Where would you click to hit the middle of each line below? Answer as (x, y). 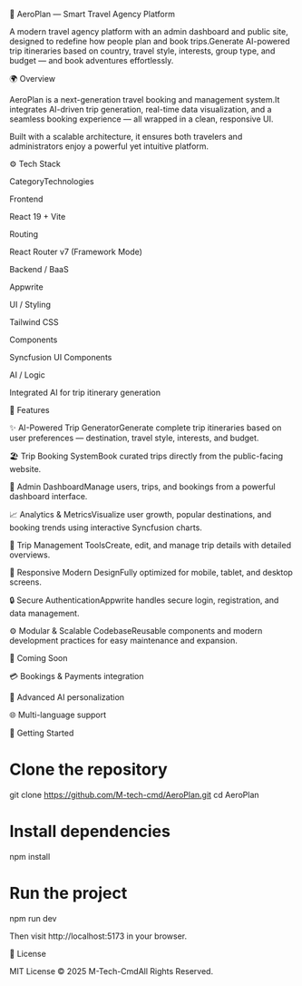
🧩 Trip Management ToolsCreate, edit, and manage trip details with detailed (151, 545)
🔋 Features (29, 410)
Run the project (68, 893)
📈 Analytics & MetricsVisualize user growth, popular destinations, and (141, 514)
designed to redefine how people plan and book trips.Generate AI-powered (150, 41)
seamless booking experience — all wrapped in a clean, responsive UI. (141, 119)
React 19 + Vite (38, 217)
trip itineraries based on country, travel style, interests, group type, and (142, 51)
